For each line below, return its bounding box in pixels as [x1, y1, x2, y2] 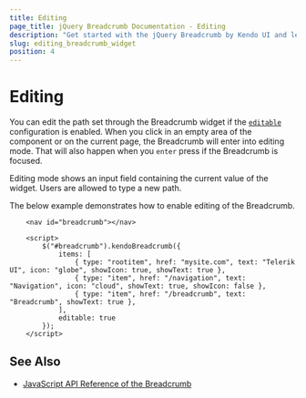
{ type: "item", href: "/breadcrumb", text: [74, 290, 247, 299]
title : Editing [9, 13, 67, 23]
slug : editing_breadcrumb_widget [9, 38, 137, 48]
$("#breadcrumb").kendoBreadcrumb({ [42, 242, 181, 251]
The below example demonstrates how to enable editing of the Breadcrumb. [9, 200, 296, 211]
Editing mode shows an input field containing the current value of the [9, 173, 269, 184]
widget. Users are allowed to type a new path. [9, 183, 182, 194]
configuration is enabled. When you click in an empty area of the [9, 127, 252, 138]
